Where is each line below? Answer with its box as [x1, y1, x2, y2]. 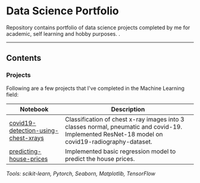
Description [111, 105, 145, 113]
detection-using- [9, 126, 59, 135]
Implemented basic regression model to [65, 147, 176, 156]
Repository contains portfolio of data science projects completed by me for [6, 24, 190, 31]
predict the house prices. [65, 154, 135, 163]
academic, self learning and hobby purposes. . [6, 30, 121, 37]
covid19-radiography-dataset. [65, 137, 153, 145]
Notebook [20, 105, 49, 113]
